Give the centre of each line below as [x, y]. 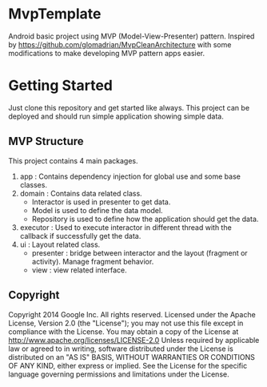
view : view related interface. [80, 270]
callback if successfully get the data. [80, 236]
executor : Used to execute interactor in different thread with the [126, 227]
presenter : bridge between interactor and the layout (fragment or [139, 252]
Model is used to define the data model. [97, 210]
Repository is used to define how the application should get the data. [145, 219]
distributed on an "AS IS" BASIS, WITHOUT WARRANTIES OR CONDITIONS [132, 357]
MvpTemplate [55, 14]
